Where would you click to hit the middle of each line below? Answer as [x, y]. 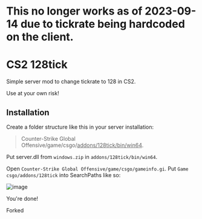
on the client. [40, 37]
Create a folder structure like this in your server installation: [80, 127]
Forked [15, 210]
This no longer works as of [74, 11]
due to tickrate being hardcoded [103, 24]
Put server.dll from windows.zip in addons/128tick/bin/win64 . [82, 157]
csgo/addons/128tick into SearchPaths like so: [64, 175]
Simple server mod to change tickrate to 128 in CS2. [71, 82]
